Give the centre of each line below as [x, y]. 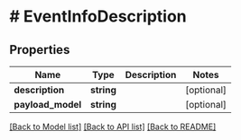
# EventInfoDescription [98, 17]
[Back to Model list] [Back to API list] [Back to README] [113, 127]
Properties [40, 50]
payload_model [48, 105]
